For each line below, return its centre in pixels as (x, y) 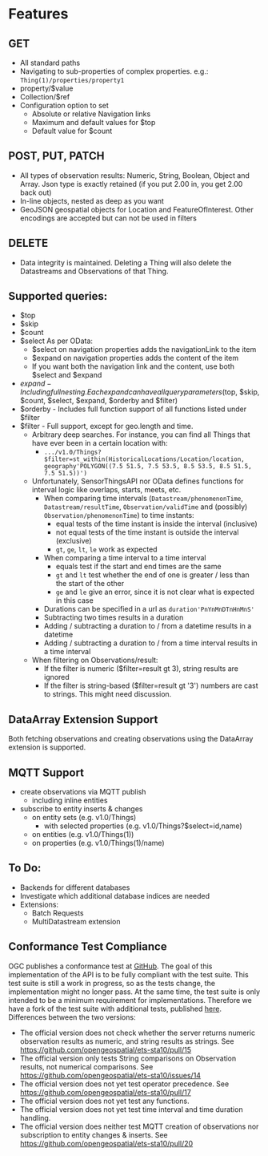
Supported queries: (58, 296)
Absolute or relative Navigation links (91, 114)
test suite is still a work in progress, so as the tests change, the (112, 983)
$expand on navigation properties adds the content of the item (135, 358)
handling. (35, 1118)
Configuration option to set (64, 105)
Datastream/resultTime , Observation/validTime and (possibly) (146, 507)
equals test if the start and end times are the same (138, 567)
